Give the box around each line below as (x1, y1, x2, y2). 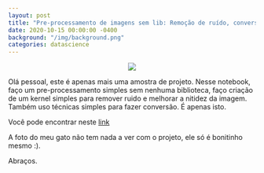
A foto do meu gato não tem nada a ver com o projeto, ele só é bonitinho (8, 133, 244, 142)
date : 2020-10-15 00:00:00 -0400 (8, 26, 118, 34)
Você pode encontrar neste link (8, 117, 110, 127)
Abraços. (8, 156, 38, 166)
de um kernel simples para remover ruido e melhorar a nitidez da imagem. (8, 94, 247, 103)
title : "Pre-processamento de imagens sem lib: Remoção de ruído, (8, 19, 230, 27)
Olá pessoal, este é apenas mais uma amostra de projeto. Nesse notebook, (8, 77, 251, 86)
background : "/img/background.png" (8, 33, 125, 42)
